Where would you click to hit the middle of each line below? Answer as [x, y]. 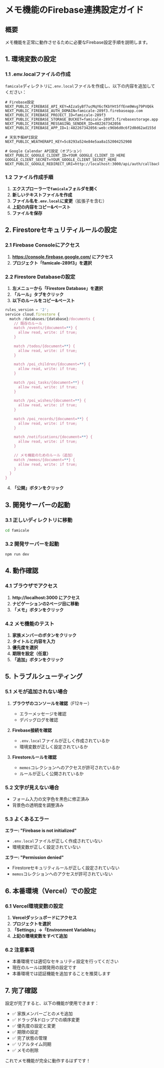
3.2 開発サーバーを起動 [32, 544]
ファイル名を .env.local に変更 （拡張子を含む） [60, 200]
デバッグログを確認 [39, 720]
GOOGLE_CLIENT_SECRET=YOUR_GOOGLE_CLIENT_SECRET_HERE [61, 159]
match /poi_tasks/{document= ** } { [49, 382]
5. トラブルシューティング [44, 677]
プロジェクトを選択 [31, 923]
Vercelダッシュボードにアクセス [44, 917]
